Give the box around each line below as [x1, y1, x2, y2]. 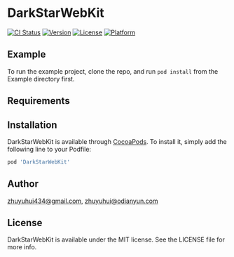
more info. [7, 243, 37, 251]
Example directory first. [7, 74, 75, 83]
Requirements [7, 95, 70, 107]
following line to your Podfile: [7, 145, 92, 153]
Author [7, 178, 39, 190]
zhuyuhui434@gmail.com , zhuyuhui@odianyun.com [7, 197, 159, 205]
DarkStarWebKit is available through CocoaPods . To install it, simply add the [7, 137, 227, 145]
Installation [7, 119, 57, 131]
